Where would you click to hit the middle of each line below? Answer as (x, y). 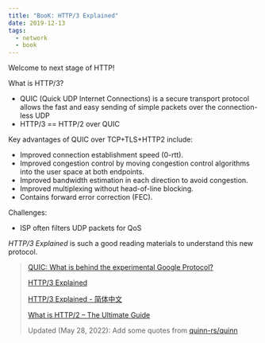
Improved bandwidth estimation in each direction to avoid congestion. (134, 181)
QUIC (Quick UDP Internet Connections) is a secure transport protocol (134, 99)
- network (31, 38)
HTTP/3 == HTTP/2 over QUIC (70, 124)
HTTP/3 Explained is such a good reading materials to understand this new (131, 244)
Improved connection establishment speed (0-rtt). (102, 155)
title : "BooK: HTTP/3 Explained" (63, 16)
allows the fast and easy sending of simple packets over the (118, 107)
